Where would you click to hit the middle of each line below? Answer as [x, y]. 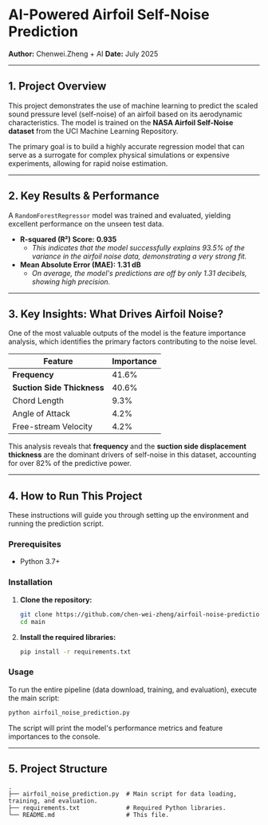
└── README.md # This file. [89, 815]
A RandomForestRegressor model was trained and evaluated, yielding [120, 215]
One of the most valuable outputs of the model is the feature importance [127, 334]
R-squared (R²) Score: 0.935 [68, 239]
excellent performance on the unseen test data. [86, 223]
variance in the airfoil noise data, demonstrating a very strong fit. [139, 256]
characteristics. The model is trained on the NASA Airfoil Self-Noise [121, 122]
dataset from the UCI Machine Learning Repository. [93, 131]
